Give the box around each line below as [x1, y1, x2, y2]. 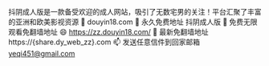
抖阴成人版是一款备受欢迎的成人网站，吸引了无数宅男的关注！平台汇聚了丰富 [8, 7, 262, 16]
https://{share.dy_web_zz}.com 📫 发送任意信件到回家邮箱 [8, 37, 201, 47]
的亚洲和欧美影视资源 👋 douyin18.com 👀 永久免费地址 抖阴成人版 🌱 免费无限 [8, 17, 259, 27]
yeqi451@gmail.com [8, 49, 75, 58]
